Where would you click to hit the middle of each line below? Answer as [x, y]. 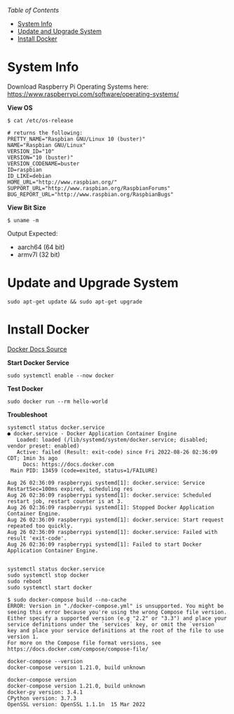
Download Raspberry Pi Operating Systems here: [78, 87]
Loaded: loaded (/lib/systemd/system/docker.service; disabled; [112, 440]
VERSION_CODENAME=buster [43, 164]
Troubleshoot [27, 414]
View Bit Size [27, 208]
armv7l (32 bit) [39, 254]
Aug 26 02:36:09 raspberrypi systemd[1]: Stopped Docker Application [111, 507]
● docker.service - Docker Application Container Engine [92, 433]
